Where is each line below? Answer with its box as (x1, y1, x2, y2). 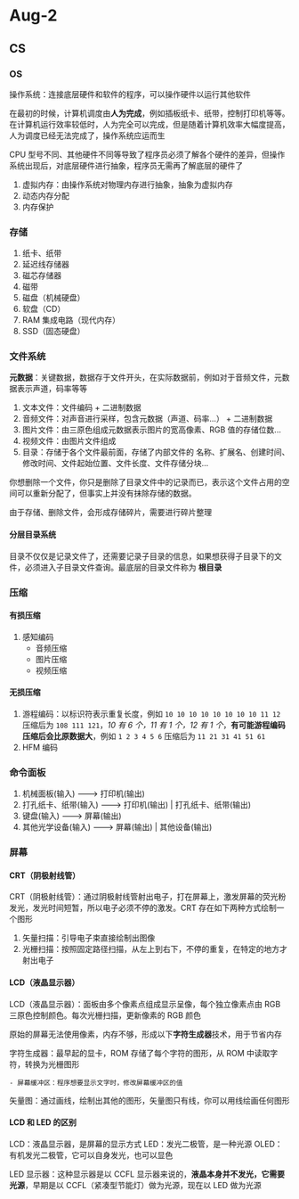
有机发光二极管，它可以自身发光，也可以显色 (9, 1149, 174, 1160)
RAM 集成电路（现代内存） (21, 315, 121, 325)
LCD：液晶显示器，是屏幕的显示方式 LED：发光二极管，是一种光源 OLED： (9, 1138, 283, 1149)
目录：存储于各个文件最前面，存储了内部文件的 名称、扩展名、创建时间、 (21, 447, 290, 457)
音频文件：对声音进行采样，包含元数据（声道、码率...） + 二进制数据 (21, 414, 273, 424)
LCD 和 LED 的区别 (9, 1117, 77, 1128)
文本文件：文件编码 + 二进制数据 (21, 402, 141, 413)
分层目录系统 (9, 530, 56, 540)
